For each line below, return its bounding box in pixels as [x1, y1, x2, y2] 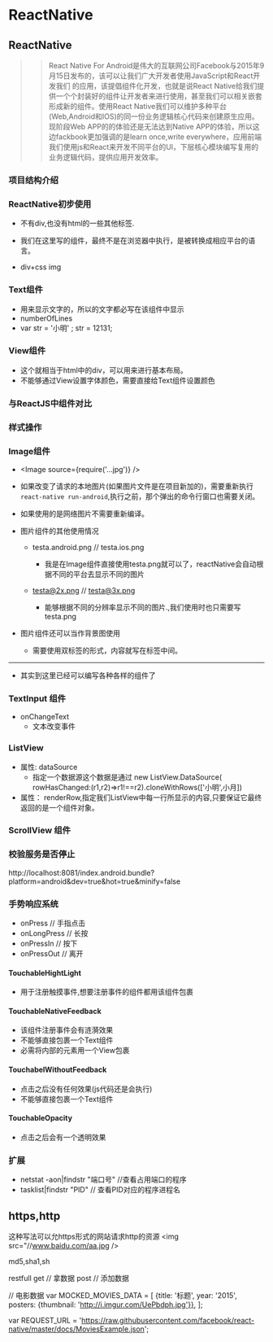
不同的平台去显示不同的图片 [51, 569, 145, 579]
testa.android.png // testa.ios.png [32, 542, 145, 552]
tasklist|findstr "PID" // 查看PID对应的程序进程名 [19, 1185, 180, 1195]
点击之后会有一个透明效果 [19, 1132, 106, 1142]
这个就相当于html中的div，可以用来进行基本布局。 [19, 365, 188, 375]
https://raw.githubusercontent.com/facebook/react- [80, 1315, 255, 1325]
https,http [8, 1209, 61, 1222]
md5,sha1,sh [8, 1256, 50, 1266]
